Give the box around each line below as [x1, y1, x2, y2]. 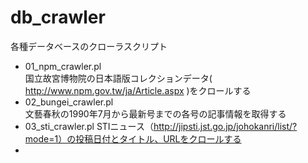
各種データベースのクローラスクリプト [10, 40, 168, 52]
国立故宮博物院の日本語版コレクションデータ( [24, 72, 213, 84]
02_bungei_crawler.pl [24, 96, 114, 108]
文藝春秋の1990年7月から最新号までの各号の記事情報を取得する [24, 107, 287, 120]
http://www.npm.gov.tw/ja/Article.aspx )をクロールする [24, 84, 252, 96]
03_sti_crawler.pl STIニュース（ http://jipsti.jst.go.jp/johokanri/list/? [24, 120, 298, 132]
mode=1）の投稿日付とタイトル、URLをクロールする [24, 132, 242, 145]
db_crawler [10, 6, 106, 29]
